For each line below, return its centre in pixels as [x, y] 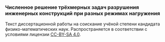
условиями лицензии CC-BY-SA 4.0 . [43, 34]
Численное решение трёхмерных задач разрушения [72, 7]
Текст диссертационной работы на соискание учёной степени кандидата [82, 24]
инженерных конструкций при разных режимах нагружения [82, 13]
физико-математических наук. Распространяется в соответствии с [76, 29]
